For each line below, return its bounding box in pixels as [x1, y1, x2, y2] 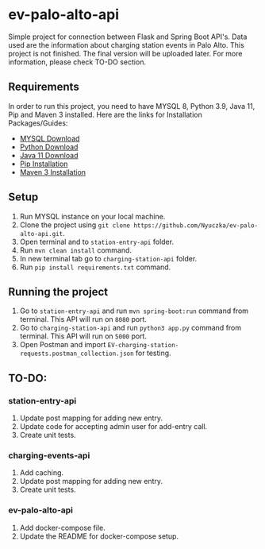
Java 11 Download [19, 150, 79, 160]
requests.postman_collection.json [19, 350, 134, 358]
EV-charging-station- [107, 342, 179, 350]
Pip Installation [19, 159, 68, 168]
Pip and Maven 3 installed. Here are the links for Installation [8, 110, 202, 119]
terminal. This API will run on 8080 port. [19, 315, 147, 324]
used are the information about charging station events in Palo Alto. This [8, 40, 244, 49]
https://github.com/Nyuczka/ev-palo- [133, 221, 259, 230]
